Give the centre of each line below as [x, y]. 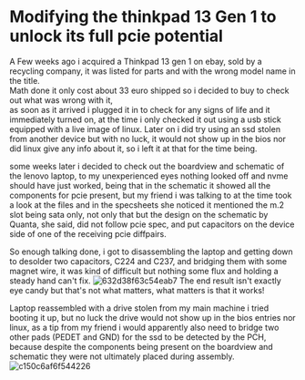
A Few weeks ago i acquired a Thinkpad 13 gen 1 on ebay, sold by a [136, 61]
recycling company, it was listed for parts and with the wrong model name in [152, 71]
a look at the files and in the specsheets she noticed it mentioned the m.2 [147, 205]
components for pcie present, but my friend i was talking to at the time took [151, 195]
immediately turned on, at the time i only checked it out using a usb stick [146, 119]
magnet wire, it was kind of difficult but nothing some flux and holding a [144, 271]
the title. [25, 80]
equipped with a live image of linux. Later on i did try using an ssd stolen [145, 128]
